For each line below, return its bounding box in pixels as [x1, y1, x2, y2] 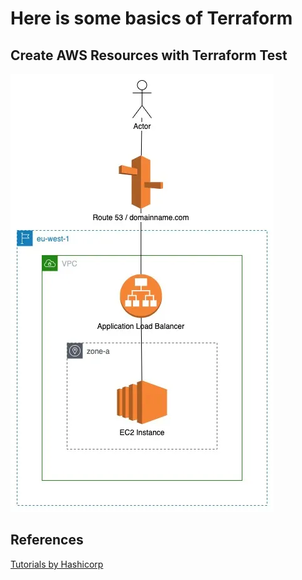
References [10, 532, 84, 549]
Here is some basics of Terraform [10, 7, 293, 30]
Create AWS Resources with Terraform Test [10, 47, 288, 64]
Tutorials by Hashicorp [10, 558, 104, 570]
